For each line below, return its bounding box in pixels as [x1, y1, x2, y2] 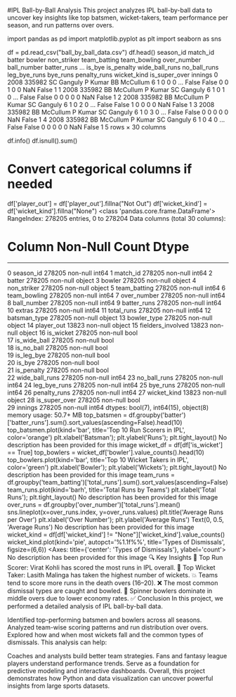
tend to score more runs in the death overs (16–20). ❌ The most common [7, 578, 218, 587]
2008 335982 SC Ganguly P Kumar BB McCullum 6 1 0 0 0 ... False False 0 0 [7, 78, 229, 87]
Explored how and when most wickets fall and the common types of [7, 630, 204, 639]
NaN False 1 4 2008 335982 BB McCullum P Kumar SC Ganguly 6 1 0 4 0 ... [7, 115, 225, 124]
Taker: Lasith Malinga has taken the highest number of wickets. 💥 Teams [7, 570, 218, 579]
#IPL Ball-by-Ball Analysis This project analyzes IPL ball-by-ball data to [7, 6, 213, 14]
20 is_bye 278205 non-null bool [7, 358, 100, 366]
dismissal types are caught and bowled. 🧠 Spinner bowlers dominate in [7, 587, 213, 595]
